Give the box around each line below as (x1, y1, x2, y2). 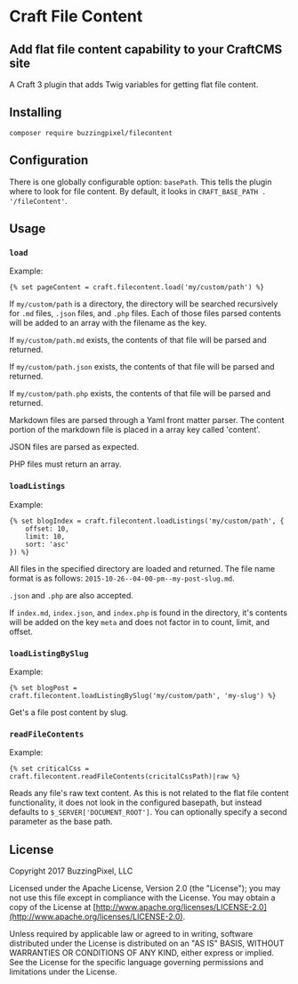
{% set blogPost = (9, 683, 77, 692)
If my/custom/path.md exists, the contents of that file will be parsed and (9, 335, 267, 346)
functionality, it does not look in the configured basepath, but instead (9, 797, 262, 808)
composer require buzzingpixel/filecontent (9, 128, 173, 137)
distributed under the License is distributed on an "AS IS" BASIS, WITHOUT (9, 938, 285, 949)
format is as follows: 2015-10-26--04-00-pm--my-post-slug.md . (9, 573, 236, 583)
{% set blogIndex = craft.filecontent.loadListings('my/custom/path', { (9, 516, 285, 525)
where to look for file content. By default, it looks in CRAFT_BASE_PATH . (9, 185, 267, 197)
